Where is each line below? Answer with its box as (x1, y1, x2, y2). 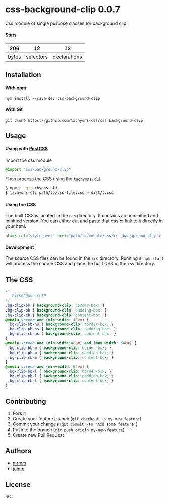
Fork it (12, 410, 26, 416)
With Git (5, 106, 23, 112)
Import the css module (5, 157, 52, 163)
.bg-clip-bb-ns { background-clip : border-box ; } (7, 322, 114, 327)
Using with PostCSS (5, 145, 48, 151)
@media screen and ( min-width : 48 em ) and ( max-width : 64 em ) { (5, 340, 137, 345)
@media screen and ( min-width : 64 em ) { (5, 364, 89, 369)
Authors (5, 447, 32, 455)
